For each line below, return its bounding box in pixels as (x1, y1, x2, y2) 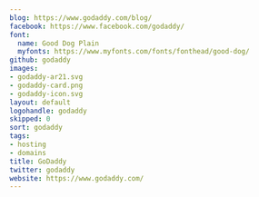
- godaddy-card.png (9, 81, 84, 90)
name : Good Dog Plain (17, 38, 100, 48)
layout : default (9, 97, 71, 107)
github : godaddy (9, 55, 71, 64)
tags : (9, 132, 30, 141)
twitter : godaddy (9, 165, 75, 174)
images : (9, 64, 39, 74)
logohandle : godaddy (9, 106, 88, 115)
